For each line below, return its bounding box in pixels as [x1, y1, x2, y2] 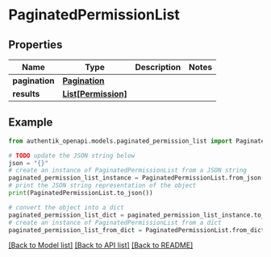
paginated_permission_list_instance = [8, 174, 139, 182]
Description [135, 62, 181, 73]
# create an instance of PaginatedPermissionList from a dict [8, 218, 222, 226]
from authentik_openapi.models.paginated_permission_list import [8, 137, 232, 145]
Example [8, 115, 53, 130]
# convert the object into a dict [8, 203, 125, 211]
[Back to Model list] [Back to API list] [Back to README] [8, 240, 194, 251]
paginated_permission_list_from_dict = [8, 226, 143, 234]
